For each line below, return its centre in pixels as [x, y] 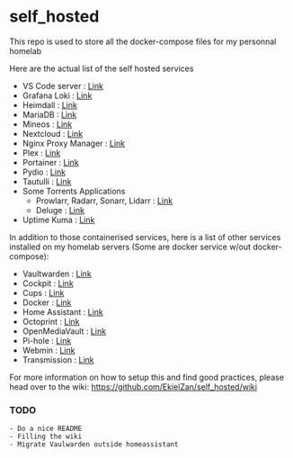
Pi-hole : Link [47, 340]
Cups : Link [43, 292]
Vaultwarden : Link [57, 274]
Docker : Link [47, 302]
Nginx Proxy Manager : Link [74, 143]
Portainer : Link [50, 162]
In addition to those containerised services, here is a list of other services [145, 237]
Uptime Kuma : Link [58, 220]
